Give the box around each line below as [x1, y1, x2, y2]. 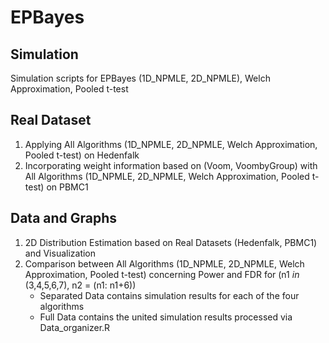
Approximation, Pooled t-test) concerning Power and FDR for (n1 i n [24, 268, 300, 280]
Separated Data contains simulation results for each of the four [39, 289, 300, 301]
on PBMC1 [46, 181, 89, 193]
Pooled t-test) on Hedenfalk [24, 149, 140, 161]
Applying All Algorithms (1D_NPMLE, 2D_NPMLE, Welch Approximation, [24, 138, 318, 150]
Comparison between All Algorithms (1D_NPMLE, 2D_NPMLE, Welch [24, 257, 305, 270]
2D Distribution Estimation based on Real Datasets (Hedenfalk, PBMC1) [24, 236, 318, 248]
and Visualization [24, 247, 97, 259]
